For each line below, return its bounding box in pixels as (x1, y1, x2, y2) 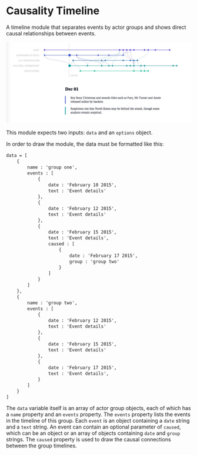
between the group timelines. (6, 442, 78, 449)
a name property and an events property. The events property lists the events (6, 411, 191, 418)
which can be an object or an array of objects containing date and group (6, 430, 181, 437)
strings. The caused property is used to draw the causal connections (6, 436, 172, 443)
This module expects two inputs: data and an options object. (6, 129, 153, 136)
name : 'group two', (27, 300, 78, 306)
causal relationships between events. (6, 29, 96, 37)
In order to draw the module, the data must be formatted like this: (6, 140, 164, 148)
